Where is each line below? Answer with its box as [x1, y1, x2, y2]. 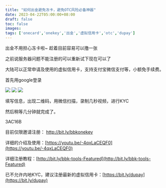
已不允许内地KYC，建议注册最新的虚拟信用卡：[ [5, 171, 104, 177]
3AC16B [5, 119, 22, 124]
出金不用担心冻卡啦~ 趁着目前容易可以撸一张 [5, 45, 98, 51]
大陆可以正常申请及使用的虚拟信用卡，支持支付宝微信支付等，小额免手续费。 [5, 66, 164, 72]
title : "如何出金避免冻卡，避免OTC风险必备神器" [5, 7, 97, 13]
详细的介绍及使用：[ [5, 140, 47, 145]
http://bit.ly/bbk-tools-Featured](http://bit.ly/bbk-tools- [37, 156, 151, 161]
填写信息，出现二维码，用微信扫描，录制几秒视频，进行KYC [5, 98, 129, 104]
